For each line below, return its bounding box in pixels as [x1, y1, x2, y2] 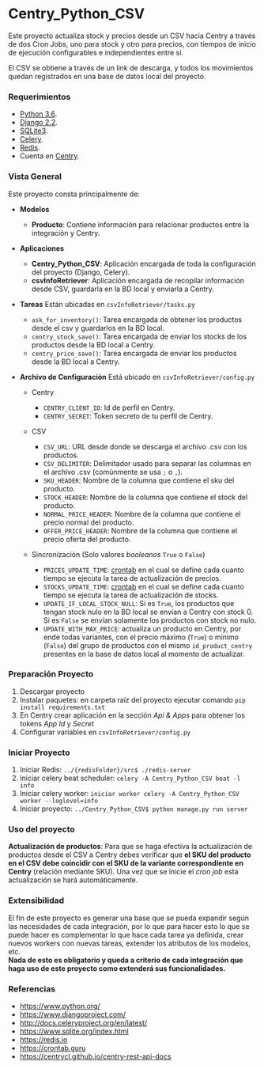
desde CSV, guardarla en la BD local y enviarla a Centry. [31, 284, 215, 294]
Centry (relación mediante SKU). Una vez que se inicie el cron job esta [8, 867, 239, 877]
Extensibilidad [8, 895, 65, 906]
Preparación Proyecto [8, 669, 94, 680]
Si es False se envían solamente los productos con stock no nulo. [43, 615, 257, 625]
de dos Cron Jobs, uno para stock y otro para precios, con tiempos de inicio [8, 39, 257, 48]
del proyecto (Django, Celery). [31, 267, 130, 277]
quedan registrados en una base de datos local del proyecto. [8, 71, 206, 81]
